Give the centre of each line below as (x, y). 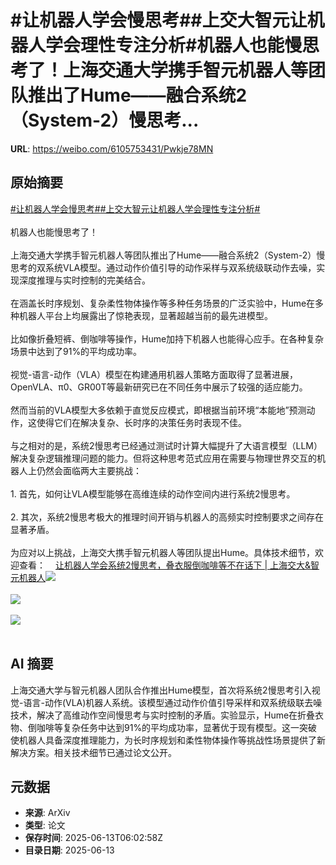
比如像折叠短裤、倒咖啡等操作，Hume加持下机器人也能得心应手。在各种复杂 (167, 338)
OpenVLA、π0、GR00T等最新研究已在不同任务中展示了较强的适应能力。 (159, 387)
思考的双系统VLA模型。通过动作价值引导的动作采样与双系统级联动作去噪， (163, 267)
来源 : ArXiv (47, 813)
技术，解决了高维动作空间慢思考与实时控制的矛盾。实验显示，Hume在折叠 (163, 715)
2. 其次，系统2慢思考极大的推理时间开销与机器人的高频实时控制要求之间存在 (167, 517)
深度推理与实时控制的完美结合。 (84, 280)
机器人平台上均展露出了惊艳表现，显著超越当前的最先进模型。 (145, 315)
